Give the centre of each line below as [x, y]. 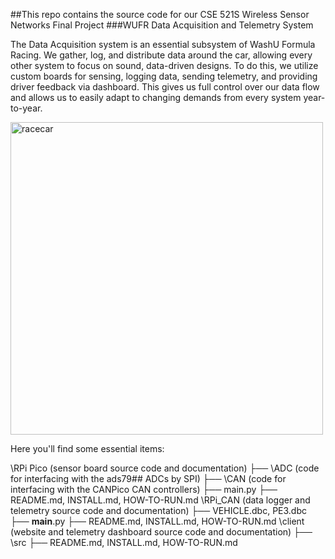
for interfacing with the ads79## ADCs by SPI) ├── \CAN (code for [148, 478]
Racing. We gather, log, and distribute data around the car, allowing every [161, 55]
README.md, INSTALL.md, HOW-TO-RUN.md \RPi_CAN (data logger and [160, 500]
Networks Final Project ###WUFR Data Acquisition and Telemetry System [162, 25]
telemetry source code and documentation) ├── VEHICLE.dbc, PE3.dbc [158, 510]
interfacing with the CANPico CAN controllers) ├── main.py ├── [144, 489]
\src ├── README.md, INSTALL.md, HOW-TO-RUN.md [124, 542]
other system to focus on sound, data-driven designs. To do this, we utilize [164, 65]
